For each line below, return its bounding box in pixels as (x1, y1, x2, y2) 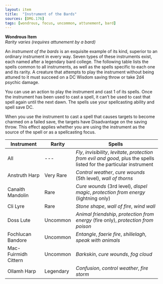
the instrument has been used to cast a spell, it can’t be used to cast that (5, 94, 150, 100)
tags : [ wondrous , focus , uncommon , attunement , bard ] (5, 20, 116, 26)
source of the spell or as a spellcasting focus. (5, 129, 96, 135)
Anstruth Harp (7, 172, 40, 179)
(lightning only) (76, 195, 111, 202)
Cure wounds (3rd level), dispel (76, 183, 147, 190)
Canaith (7, 186, 25, 193)
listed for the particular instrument (76, 161, 154, 168)
